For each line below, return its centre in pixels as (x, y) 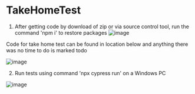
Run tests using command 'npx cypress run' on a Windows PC (90, 73)
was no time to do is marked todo (47, 50)
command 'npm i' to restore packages (61, 32)
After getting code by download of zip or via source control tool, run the (102, 26)
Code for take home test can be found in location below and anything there (97, 44)
